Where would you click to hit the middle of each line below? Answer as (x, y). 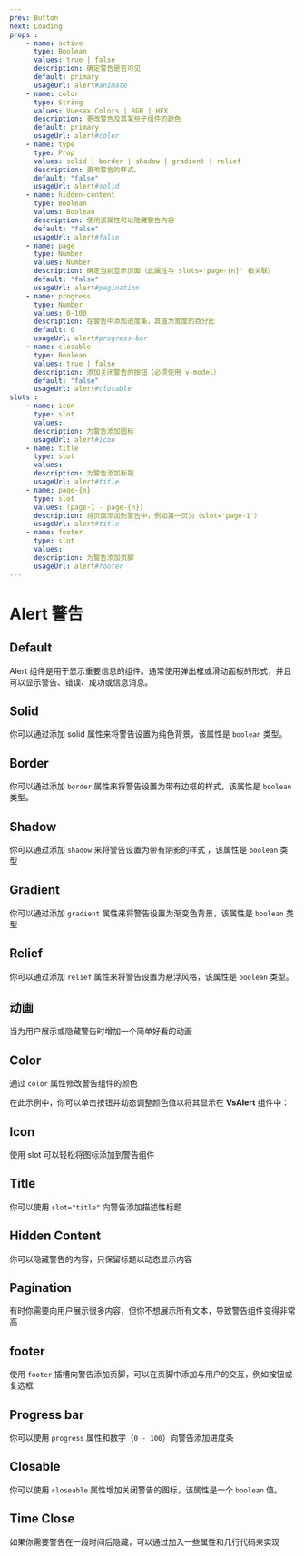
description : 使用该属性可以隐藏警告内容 (104, 220)
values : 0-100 (60, 313)
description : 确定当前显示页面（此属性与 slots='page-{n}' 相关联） (154, 271)
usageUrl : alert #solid (76, 187)
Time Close (42, 1519)
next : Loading (36, 26)
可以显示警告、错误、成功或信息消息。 (81, 682)
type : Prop (54, 152)
